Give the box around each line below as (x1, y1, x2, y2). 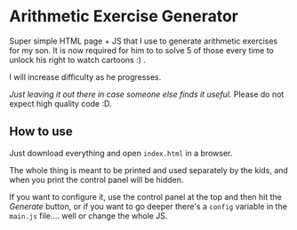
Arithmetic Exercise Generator (9, 6, 238, 27)
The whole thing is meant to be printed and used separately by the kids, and (9, 164, 289, 175)
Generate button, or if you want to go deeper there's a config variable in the (9, 201, 287, 211)
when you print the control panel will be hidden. (9, 174, 184, 185)
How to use (9, 124, 73, 139)
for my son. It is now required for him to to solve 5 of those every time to (9, 44, 274, 55)
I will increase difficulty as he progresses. (9, 71, 162, 82)
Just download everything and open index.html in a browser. (9, 147, 233, 158)
